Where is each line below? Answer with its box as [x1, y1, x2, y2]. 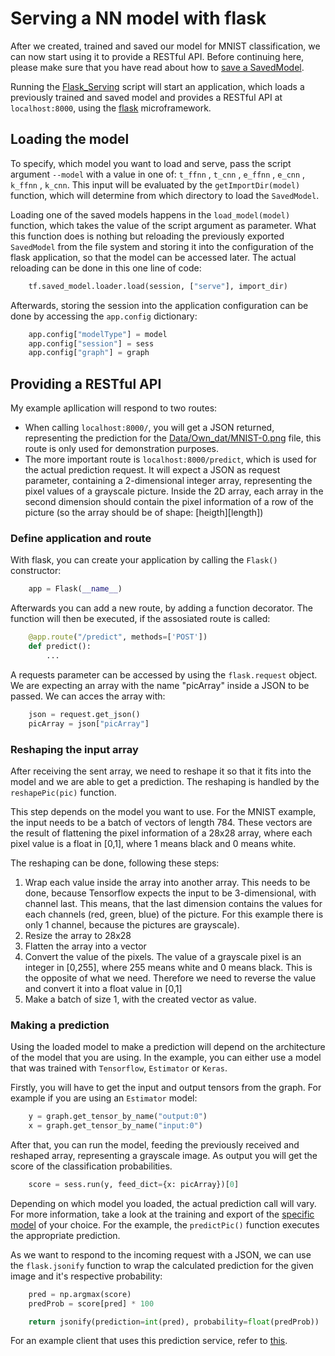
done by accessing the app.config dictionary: [10, 310, 198, 322]
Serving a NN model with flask [10, 7, 267, 30]
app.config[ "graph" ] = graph [28, 348, 150, 358]
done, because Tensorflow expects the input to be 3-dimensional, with [24, 887, 317, 899]
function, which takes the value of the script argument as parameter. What [10, 219, 317, 231]
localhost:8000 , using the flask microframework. [10, 102, 212, 114]
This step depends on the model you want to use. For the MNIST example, [10, 805, 317, 817]
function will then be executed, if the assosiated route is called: [10, 613, 271, 625]
